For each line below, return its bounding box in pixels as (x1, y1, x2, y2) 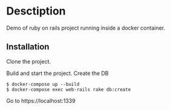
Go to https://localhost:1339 (6, 97, 76, 104)
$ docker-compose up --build (6, 81, 80, 87)
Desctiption (6, 4, 66, 18)
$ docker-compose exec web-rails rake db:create (6, 86, 131, 92)
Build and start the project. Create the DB (6, 70, 109, 77)
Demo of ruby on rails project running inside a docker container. (6, 24, 166, 31)
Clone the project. (6, 57, 51, 65)
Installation (6, 42, 50, 52)
